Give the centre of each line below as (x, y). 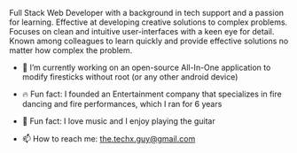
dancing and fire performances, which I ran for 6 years (122, 104)
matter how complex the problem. (71, 50)
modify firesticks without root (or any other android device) (130, 77)
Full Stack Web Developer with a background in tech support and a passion (147, 13)
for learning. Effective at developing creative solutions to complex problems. (148, 22)
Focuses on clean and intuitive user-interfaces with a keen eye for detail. (142, 31)
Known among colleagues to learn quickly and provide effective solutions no (149, 41)
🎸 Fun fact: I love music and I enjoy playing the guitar (118, 121)
